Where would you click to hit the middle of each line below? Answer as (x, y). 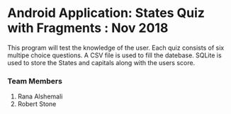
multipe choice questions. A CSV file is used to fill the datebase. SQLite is (114, 55)
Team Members (35, 81)
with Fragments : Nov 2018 (88, 28)
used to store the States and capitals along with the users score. (101, 62)
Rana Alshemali (40, 96)
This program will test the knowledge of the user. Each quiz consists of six (116, 47)
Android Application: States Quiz (106, 13)
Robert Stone (37, 104)
